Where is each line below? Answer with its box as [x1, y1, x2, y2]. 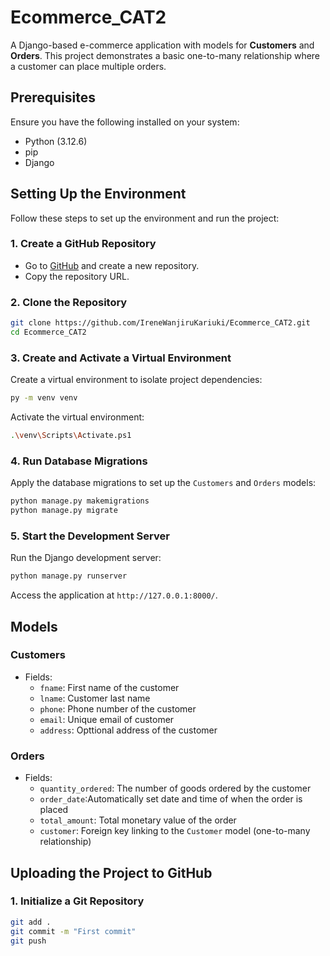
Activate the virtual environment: [10, 411, 145, 423]
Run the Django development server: [10, 552, 162, 564]
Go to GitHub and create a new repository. [24, 259, 200, 271]
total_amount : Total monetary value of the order [39, 814, 237, 826]
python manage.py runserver [10, 571, 128, 581]
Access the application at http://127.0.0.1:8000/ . [10, 589, 218, 601]
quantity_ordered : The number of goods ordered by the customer [39, 782, 312, 795]
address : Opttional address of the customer [39, 724, 218, 736]
